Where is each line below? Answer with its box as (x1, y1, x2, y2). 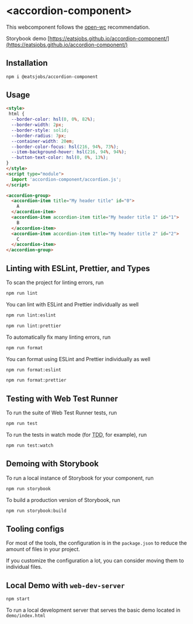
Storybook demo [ (6, 35, 50, 42)
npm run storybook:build (6, 508, 67, 514)
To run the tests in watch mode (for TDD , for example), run (6, 431, 147, 438)
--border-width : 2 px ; (11, 122, 64, 128)
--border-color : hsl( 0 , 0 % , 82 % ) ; (11, 116, 95, 123)
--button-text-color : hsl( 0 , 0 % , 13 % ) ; (11, 154, 109, 161)
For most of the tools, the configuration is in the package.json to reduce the (6, 539, 187, 547)
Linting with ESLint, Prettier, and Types (6, 263, 150, 274)
